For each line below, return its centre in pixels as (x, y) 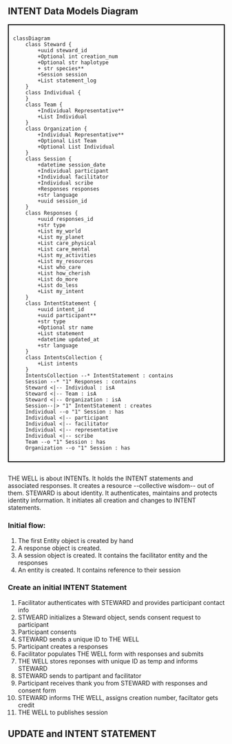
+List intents (58, 363)
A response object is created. (60, 548)
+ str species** (61, 68)
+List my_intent (61, 291)
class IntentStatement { (61, 303)
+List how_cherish (64, 273)
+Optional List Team (67, 140)
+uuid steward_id (62, 50)
